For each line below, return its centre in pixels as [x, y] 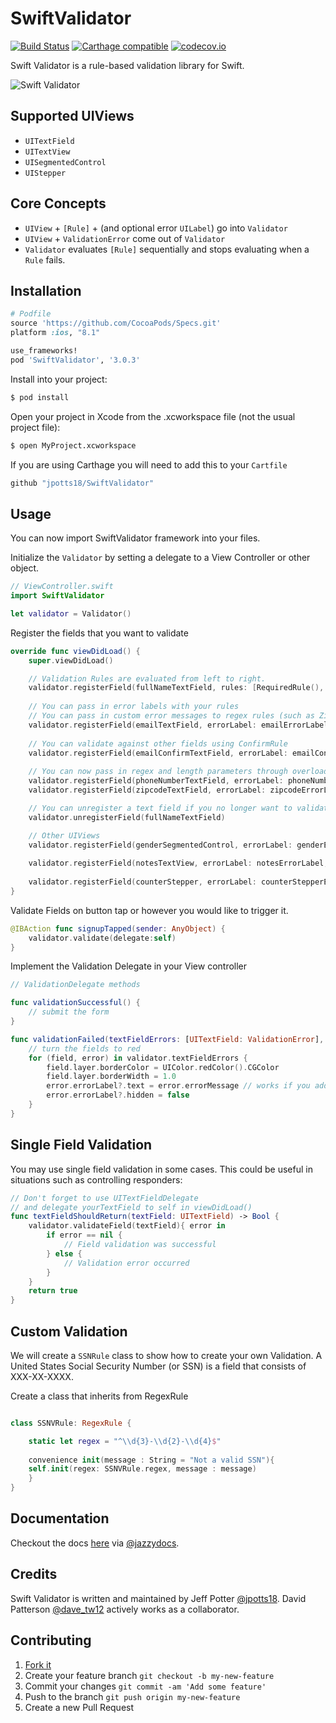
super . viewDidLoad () [71, 660]
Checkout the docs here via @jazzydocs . [95, 1543]
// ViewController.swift [62, 587]
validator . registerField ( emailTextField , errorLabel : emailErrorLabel [178, 725]
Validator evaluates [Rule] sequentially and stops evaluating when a [167, 249]
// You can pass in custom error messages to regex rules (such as [171, 716]
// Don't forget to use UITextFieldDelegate [104, 1198]
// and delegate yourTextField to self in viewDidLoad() [131, 1207]
